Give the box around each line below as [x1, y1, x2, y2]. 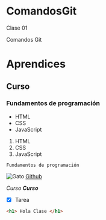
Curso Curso [6, 184, 39, 192]
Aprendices [6, 57, 66, 71]
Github [25, 172, 42, 180]
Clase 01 [6, 24, 28, 31]
